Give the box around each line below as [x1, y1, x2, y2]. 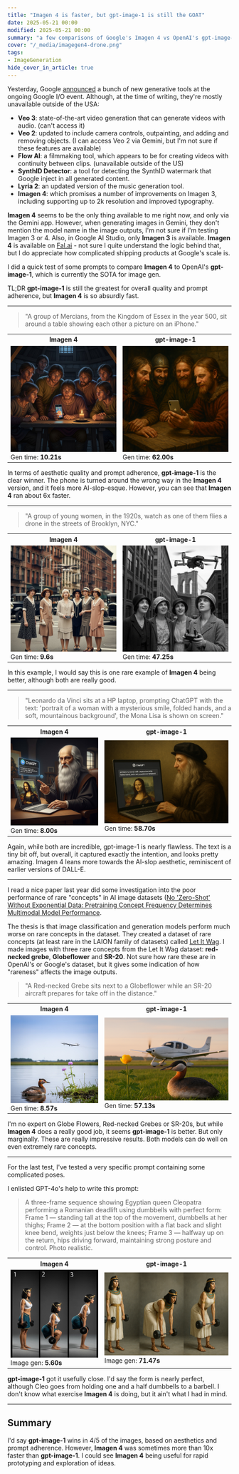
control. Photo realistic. [24, 1244, 93, 1252]
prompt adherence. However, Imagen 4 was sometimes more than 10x [7, 1443, 213, 1452]
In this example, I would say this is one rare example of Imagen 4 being [7, 668, 216, 677]
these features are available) [17, 143, 102, 153]
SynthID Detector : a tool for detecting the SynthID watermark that [17, 166, 212, 175]
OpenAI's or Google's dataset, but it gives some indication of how [7, 960, 201, 968]
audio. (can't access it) [17, 121, 85, 130]
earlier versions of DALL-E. [7, 865, 86, 874]
